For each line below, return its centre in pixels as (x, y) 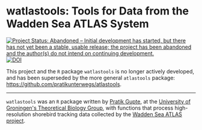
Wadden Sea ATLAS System (78, 24)
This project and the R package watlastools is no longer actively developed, (100, 71)
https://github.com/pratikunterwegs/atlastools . (64, 84)
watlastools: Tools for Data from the (98, 11)
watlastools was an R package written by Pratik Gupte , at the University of (99, 101)
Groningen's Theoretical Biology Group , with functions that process (90, 108)
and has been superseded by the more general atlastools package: (91, 78)
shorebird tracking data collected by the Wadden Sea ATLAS (107, 114)
